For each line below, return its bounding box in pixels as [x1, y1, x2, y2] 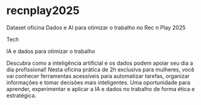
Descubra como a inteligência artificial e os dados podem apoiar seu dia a [6, 59, 194, 67]
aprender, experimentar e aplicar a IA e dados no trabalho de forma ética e [6, 85, 195, 92]
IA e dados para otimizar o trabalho [6, 47, 96, 55]
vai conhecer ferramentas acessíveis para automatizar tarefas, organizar [6, 72, 190, 79]
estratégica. [6, 92, 37, 99]
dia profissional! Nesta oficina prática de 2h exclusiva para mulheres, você [6, 65, 195, 73]
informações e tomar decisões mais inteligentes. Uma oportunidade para [6, 79, 191, 86]
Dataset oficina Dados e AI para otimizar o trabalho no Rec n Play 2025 [6, 24, 186, 31]
